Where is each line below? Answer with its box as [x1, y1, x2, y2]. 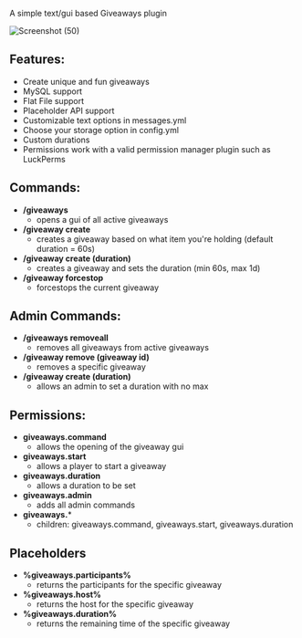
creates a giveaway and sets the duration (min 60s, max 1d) [36, 262, 261, 273]
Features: [9, 52, 66, 68]
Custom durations [22, 134, 90, 145]
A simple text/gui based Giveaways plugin [9, 8, 167, 18]
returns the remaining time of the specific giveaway [36, 618, 231, 629]
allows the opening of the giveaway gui [36, 442, 184, 453]
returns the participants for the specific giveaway [36, 580, 222, 591]
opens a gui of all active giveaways [36, 214, 169, 225]
